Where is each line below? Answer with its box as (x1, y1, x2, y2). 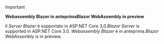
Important (5, 4, 25, 10)
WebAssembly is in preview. (5, 34, 62, 39)
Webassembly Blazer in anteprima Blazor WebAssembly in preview (5, 14, 144, 19)
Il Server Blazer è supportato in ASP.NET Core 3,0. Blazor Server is (5, 23, 139, 29)
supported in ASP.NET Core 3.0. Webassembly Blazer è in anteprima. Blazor (5, 28, 159, 34)
